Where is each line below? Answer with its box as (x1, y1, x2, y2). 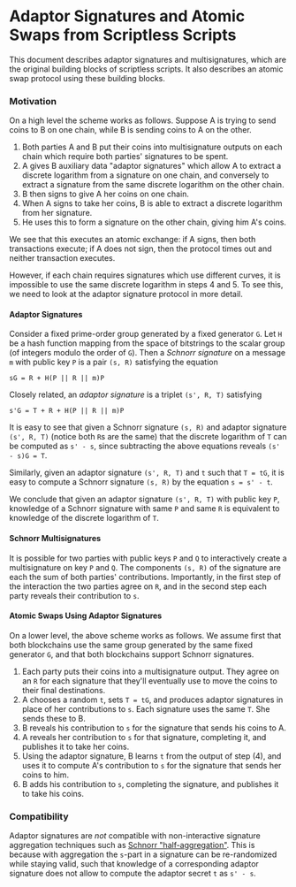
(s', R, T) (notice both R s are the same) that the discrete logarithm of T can (9, 432, 287, 442)
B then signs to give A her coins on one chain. (21, 188, 190, 200)
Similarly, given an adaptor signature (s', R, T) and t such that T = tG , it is (9, 467, 285, 478)
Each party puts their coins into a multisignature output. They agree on (21, 666, 280, 677)
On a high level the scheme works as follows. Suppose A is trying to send (9, 115, 277, 126)
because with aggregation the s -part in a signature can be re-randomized (9, 849, 277, 860)
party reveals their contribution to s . (9, 590, 140, 600)
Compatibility (9, 810, 69, 822)
